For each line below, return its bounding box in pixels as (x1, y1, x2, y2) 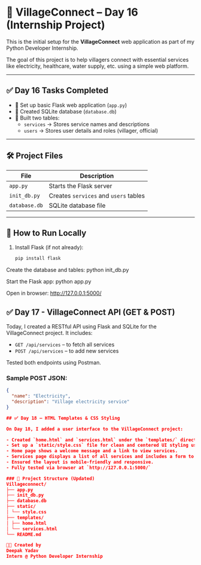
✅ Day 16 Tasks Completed (6, 85, 109, 95)
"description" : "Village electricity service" (11, 399, 130, 405)
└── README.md (6, 531, 42, 537)
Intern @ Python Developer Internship (6, 554, 103, 560)
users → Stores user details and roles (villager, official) (23, 127, 159, 134)
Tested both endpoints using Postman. (6, 359, 102, 366)
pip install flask (14, 255, 61, 262)
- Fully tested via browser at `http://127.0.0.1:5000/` (6, 465, 151, 471)
